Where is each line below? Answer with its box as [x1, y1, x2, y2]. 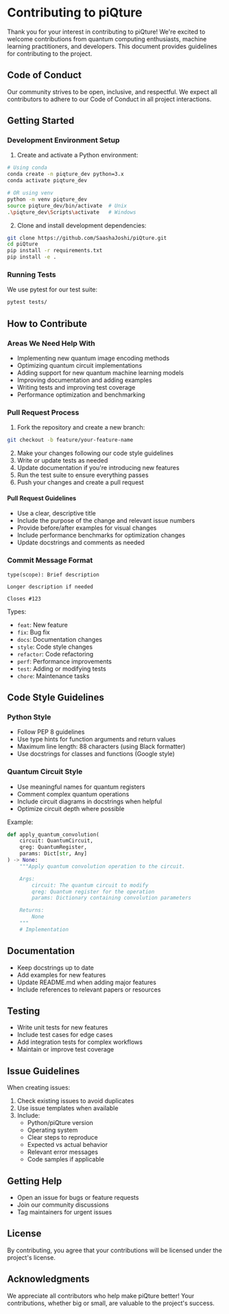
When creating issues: [7, 1084, 71, 1092]
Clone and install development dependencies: [16, 221, 147, 230]
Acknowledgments [7, 1273, 91, 1285]
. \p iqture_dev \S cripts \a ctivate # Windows [7, 208, 136, 216]
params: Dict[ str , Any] [19, 850, 88, 857]
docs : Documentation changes [16, 635, 103, 643]
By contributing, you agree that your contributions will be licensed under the [7, 1246, 223, 1254]
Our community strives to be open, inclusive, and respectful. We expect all [7, 87, 217, 96]
